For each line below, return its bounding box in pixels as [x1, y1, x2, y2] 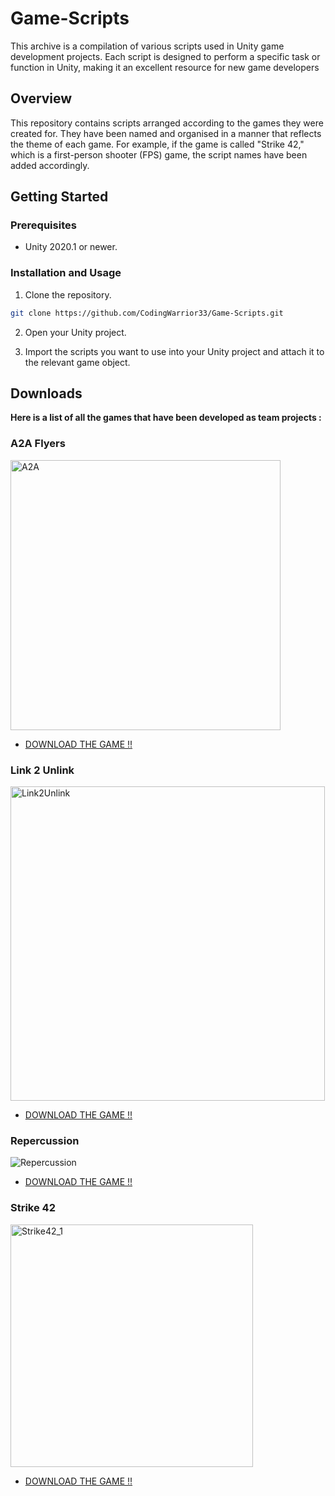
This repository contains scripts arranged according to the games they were [10, 117, 324, 129]
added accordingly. [10, 159, 90, 171]
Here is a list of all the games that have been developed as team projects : [10, 412, 322, 424]
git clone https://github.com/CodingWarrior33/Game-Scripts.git [10, 308, 284, 318]
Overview [10, 90, 73, 107]
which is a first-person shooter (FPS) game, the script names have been [10, 148, 308, 161]
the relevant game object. [24, 356, 131, 368]
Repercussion [10, 1133, 80, 1147]
